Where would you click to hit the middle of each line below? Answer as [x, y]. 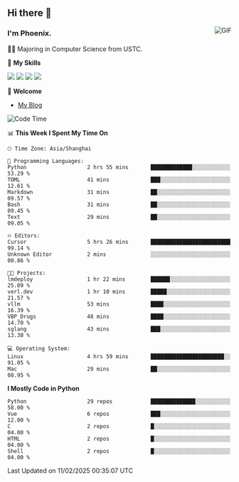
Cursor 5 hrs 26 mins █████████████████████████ [119, 242]
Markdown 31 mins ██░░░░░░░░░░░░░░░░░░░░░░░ [119, 192]
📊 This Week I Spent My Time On [58, 133]
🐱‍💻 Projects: [27, 273]
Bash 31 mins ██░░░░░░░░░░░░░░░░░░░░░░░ [119, 204]
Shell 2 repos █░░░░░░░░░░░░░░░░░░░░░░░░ [119, 451]
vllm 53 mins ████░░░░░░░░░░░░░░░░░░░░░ [119, 304]
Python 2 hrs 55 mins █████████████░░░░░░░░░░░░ [119, 167]
